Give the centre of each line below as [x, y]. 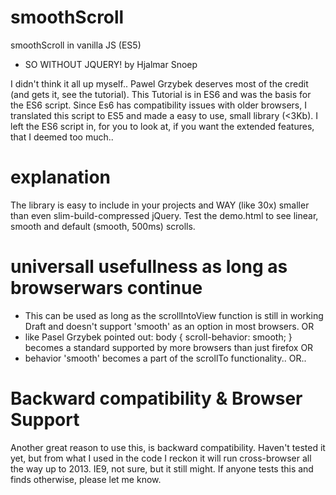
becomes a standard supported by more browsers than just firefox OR [169, 347]
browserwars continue [106, 288]
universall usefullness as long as [149, 267]
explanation [60, 177]
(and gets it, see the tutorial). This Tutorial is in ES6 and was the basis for [161, 94]
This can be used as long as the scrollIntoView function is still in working [174, 315]
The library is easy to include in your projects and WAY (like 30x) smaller [160, 205]
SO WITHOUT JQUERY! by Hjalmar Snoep [111, 64]
